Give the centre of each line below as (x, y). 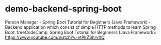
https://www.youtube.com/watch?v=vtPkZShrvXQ (55, 37)
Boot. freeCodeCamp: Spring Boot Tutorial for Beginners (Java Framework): (81, 32)
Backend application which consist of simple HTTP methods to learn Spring (80, 27)
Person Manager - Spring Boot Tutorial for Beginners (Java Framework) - (78, 22)
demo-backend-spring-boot (64, 9)
